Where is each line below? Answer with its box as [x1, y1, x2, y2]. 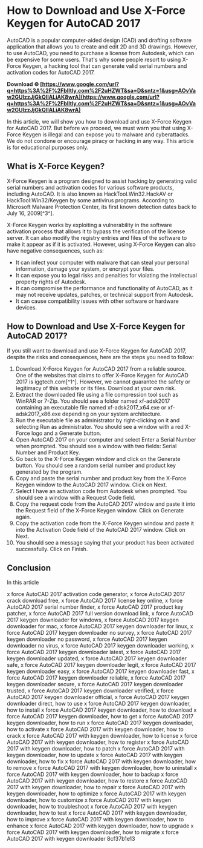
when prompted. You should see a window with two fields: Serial [15, 442, 177, 449]
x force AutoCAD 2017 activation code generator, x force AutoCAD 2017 [7, 591, 185, 598]
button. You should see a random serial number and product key [15, 462, 176, 469]
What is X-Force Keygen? [7, 161, 105, 171]
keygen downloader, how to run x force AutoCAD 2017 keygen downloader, [7, 719, 194, 727]
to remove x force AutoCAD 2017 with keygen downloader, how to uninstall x [7, 764, 198, 772]
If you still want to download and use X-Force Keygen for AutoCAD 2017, [7, 346, 187, 354]
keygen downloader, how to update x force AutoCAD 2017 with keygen [7, 752, 183, 759]
